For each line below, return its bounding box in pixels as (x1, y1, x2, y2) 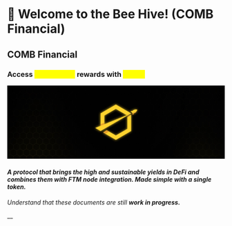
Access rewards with (7, 69, 122, 79)
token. (7, 183, 26, 191)
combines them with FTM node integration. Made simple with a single (7, 175, 212, 184)
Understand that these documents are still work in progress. (7, 198, 181, 207)
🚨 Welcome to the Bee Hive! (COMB (7, 6, 214, 22)
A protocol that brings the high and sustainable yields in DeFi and (7, 168, 200, 176)
